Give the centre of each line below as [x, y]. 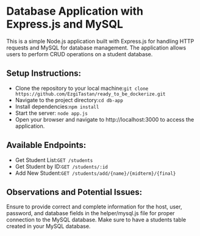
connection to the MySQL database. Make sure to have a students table [96, 220]
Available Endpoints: [46, 145]
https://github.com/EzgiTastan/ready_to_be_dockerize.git [90, 94]
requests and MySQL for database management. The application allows [96, 48]
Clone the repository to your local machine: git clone [82, 88]
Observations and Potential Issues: [74, 192]
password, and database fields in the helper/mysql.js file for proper [91, 213]
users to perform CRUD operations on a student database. [80, 54]
